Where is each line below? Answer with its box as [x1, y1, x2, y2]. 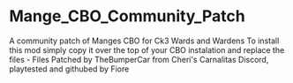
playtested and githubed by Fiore [9, 64, 130, 74]
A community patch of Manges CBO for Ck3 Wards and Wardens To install [9, 35, 280, 46]
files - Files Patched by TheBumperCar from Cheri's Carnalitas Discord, [9, 54, 269, 64]
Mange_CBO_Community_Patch [9, 6, 245, 26]
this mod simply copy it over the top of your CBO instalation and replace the [9, 44, 285, 55]
